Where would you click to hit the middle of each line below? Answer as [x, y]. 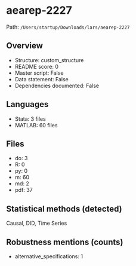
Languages [27, 104]
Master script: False [39, 73]
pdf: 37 [24, 190]
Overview [25, 46]
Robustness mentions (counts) [65, 242]
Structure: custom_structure [49, 60]
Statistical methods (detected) [64, 209]
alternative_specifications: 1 [49, 256]
